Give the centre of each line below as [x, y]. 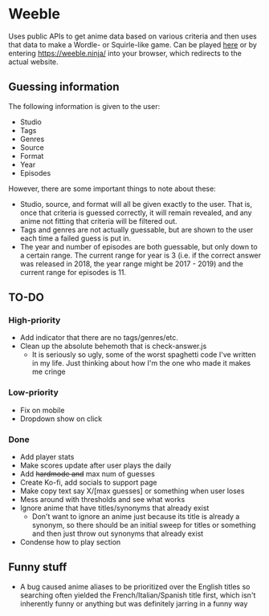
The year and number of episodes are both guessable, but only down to [139, 246]
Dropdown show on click [61, 419]
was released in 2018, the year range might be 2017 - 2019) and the [131, 263]
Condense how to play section [70, 542]
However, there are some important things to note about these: [112, 188]
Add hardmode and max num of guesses [87, 474]
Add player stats [47, 457]
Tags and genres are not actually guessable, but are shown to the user [137, 229]
